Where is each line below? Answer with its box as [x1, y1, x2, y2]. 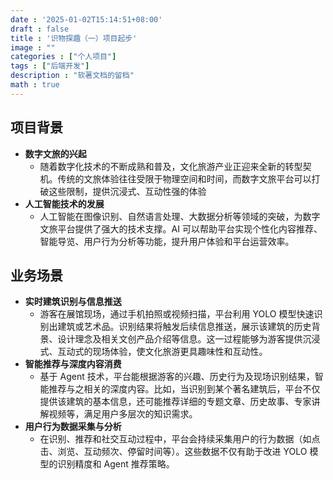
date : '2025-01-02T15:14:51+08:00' [10, 14, 163, 25]
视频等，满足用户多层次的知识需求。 [48, 408, 198, 420]
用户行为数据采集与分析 [24, 421, 122, 433]
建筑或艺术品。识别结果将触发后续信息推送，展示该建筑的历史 [57, 321, 312, 333]
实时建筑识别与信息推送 [24, 296, 122, 308]
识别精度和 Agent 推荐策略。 [57, 458, 175, 470]
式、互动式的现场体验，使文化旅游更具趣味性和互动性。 [39, 346, 268, 358]
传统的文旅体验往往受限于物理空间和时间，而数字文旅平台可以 [57, 172, 312, 185]
